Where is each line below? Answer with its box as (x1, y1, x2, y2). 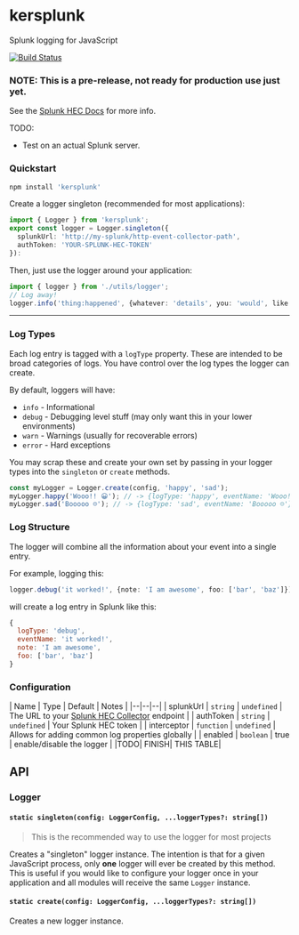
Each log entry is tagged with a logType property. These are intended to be (9, 348, 283, 359)
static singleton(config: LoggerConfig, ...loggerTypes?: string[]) (9, 813, 269, 822)
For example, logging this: (9, 568, 104, 578)
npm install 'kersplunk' (9, 182, 101, 191)
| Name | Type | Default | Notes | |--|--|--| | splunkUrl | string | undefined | (9, 701, 283, 712)
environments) (21, 420, 76, 431)
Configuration (9, 681, 71, 693)
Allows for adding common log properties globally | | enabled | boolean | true (9, 729, 290, 740)
